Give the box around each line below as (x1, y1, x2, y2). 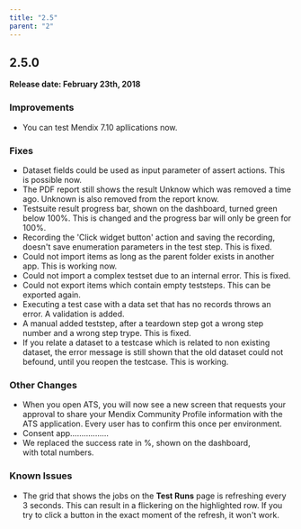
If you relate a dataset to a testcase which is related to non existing (22, 337, 270, 348)
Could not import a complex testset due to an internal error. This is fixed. (22, 269, 291, 280)
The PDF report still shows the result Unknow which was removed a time (22, 184, 292, 195)
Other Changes (9, 379, 78, 391)
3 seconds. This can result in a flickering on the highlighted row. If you (22, 499, 283, 510)
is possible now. (22, 174, 83, 185)
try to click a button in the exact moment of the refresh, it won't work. (22, 509, 280, 520)
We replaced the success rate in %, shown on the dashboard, (22, 438, 251, 449)
